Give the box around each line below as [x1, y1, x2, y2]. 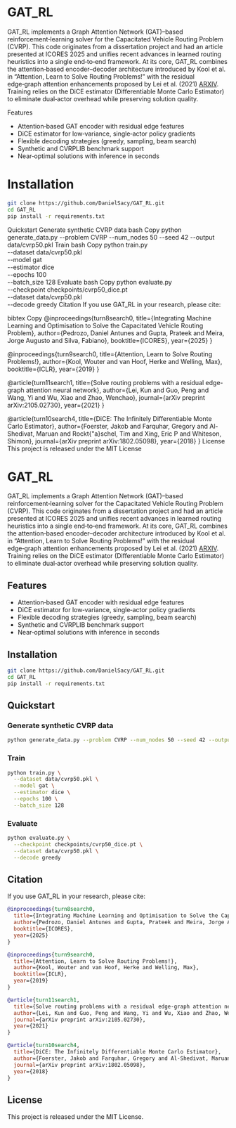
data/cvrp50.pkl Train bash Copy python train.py [7, 240, 148, 249]
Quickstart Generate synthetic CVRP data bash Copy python [7, 226, 182, 234]
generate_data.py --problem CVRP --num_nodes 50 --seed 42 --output [7, 233, 215, 241]
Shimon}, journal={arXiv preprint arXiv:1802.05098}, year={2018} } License [7, 436, 225, 445]
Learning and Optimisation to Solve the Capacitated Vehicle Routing [7, 321, 204, 330]
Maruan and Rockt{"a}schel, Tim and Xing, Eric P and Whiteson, [36, 429, 222, 438]
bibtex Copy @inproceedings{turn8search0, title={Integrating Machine [7, 313, 212, 322]
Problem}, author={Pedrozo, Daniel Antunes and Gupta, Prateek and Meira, [7, 328, 225, 337]
